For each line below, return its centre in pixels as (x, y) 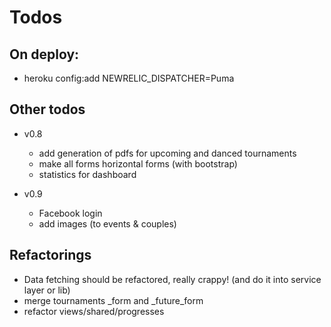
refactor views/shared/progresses (94, 311)
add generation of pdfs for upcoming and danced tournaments (167, 153)
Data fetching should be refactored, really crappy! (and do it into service (172, 279)
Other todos (47, 109)
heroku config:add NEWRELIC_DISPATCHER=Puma (129, 78)
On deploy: (44, 54)
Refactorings (50, 255)
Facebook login (70, 213)
